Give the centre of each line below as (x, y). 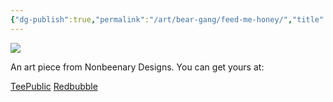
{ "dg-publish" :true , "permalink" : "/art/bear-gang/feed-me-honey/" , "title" (167, 19)
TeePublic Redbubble (54, 86)
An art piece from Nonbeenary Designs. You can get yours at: (137, 67)
